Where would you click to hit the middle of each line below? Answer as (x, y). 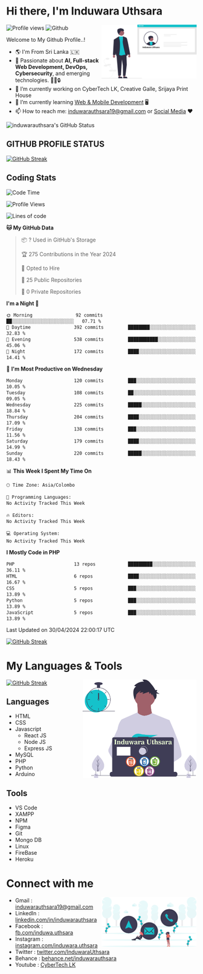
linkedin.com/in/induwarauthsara (56, 920)
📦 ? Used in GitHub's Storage (59, 240)
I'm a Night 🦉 (23, 303)
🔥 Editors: (20, 515)
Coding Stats (31, 178)
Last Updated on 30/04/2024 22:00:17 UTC (60, 630)
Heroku (24, 859)
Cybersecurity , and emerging (53, 73)
